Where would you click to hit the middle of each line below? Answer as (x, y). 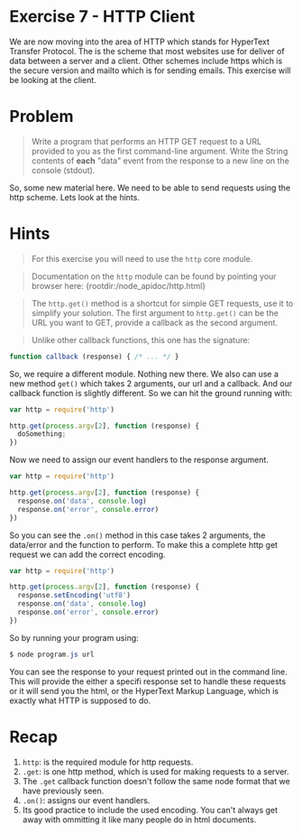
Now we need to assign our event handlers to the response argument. (139, 460)
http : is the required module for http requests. (108, 762)
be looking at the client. (53, 79)
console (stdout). (63, 170)
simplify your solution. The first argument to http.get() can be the (155, 312)
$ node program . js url (52, 654)
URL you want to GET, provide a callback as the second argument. (154, 322)
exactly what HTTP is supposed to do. (80, 700)
